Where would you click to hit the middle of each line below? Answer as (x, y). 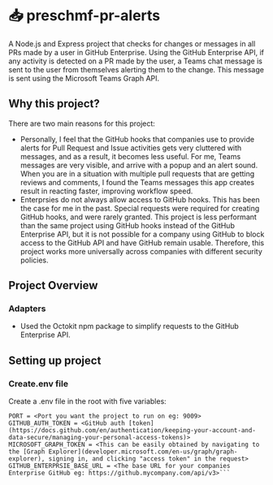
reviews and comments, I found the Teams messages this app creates (137, 182)
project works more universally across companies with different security (141, 251)
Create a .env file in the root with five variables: (87, 401)
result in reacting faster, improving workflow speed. (106, 191)
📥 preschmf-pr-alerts (84, 16)
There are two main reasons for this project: (82, 123)
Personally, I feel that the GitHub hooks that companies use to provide (137, 139)
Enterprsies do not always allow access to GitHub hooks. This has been (140, 199)
